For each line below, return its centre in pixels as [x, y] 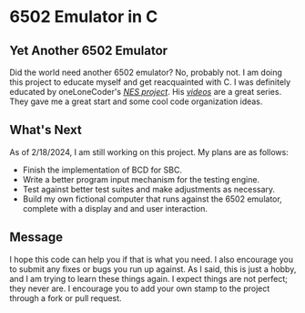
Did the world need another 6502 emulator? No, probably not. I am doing [146, 72]
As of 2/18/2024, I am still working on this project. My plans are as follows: [149, 151]
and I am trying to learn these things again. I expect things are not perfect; [149, 278]
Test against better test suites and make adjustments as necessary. [149, 189]
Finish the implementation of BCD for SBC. [102, 170]
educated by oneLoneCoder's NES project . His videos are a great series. [146, 92]
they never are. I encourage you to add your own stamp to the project [140, 288]
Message [36, 238]
